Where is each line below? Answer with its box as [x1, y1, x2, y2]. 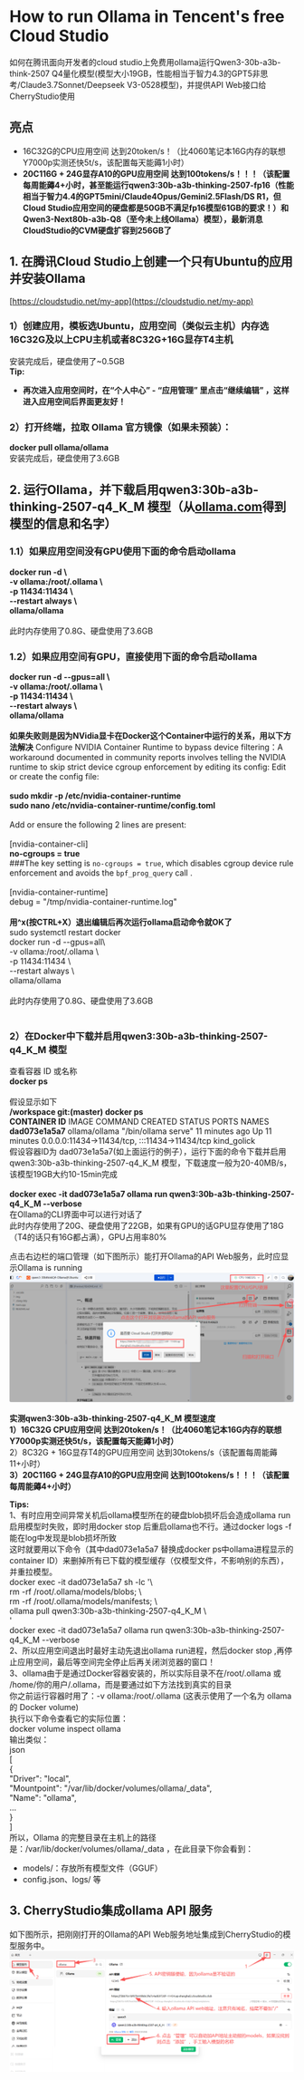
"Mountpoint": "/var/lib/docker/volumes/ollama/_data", [9, 1783, 213, 1794]
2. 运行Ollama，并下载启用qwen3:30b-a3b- [9, 482, 260, 498]
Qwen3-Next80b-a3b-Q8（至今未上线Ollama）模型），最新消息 [22, 213, 264, 224]
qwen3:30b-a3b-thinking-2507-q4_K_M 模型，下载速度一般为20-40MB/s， [9, 1157, 292, 1168]
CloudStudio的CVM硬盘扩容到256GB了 [22, 225, 172, 236]
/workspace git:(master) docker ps [9, 1107, 144, 1117]
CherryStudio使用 [9, 91, 75, 102]
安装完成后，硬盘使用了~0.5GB [9, 355, 125, 366]
